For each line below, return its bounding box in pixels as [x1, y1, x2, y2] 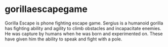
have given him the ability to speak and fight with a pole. [5, 36, 122, 42]
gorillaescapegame [5, 3, 88, 15]
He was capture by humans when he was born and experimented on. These [5, 30, 163, 36]
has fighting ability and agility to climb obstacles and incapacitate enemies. [5, 25, 161, 31]
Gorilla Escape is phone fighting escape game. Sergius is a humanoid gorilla [5, 20, 163, 26]
